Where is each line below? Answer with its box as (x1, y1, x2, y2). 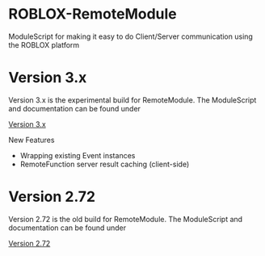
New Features (8, 135, 55, 145)
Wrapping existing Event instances (19, 150, 136, 160)
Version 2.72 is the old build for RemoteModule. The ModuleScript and (8, 214, 243, 224)
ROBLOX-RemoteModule (8, 5, 177, 23)
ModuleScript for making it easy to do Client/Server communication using (8, 31, 253, 41)
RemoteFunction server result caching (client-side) (19, 159, 190, 169)
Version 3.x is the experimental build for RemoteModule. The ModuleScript (8, 94, 257, 105)
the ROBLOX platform (8, 40, 80, 49)
